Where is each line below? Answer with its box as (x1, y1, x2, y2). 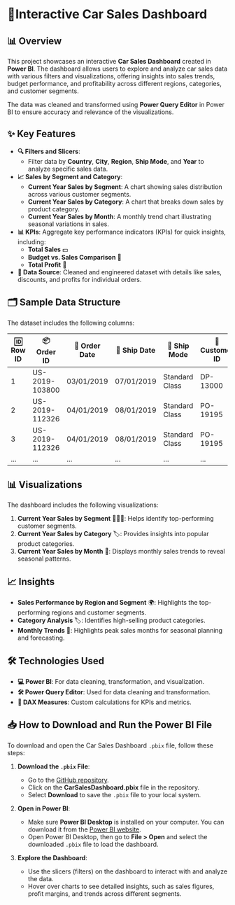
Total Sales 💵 (27, 245, 69, 253)
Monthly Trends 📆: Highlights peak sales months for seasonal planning (17, 626, 222, 635)
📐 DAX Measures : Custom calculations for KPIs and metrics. (17, 698, 192, 706)
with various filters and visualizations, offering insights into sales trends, (7, 72, 215, 80)
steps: (7, 748, 25, 757)
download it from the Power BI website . (27, 825, 141, 834)
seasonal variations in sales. (27, 220, 110, 228)
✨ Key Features (7, 128, 76, 140)
